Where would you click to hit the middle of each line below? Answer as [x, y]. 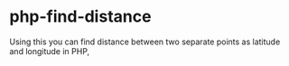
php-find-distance [80, 17]
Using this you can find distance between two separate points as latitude [145, 42]
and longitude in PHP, [50, 51]
